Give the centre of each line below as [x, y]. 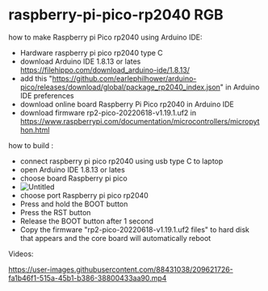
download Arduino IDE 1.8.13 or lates [80, 61]
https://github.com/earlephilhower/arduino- [124, 78]
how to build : [31, 145]
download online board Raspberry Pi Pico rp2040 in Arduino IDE [127, 104]
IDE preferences [47, 95]
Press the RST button [55, 212]
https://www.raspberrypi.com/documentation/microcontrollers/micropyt [140, 121]
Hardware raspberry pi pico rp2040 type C [91, 52]
